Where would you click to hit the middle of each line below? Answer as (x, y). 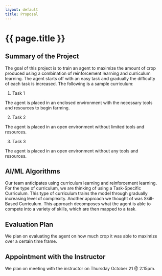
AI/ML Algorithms (33, 171)
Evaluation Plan (29, 224)
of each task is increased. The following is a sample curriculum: (69, 84)
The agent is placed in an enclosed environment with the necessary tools (79, 103)
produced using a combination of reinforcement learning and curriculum (78, 73)
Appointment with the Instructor (55, 257)
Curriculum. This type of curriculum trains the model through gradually (76, 193)
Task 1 (19, 93)
